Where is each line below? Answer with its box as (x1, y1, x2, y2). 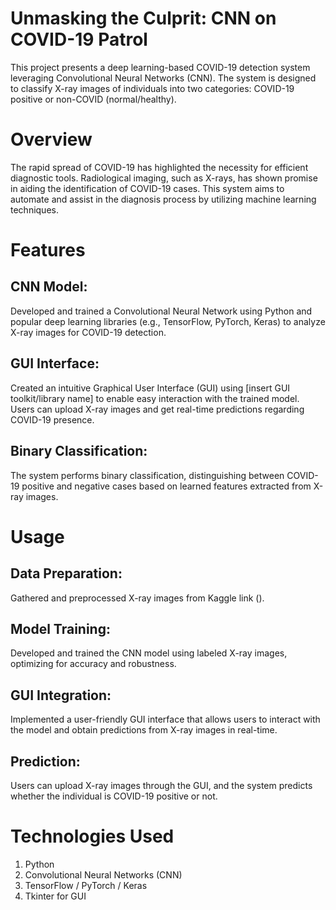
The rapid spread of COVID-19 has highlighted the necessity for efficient (10, 161, 309, 173)
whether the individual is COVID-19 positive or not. (10, 790, 218, 802)
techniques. (10, 203, 59, 216)
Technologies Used (10, 825, 175, 848)
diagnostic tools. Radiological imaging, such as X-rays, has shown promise (10, 172, 318, 184)
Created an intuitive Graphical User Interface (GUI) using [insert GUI (10, 382, 291, 394)
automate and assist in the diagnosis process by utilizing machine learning (10, 193, 317, 205)
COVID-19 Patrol (10, 28, 148, 51)
